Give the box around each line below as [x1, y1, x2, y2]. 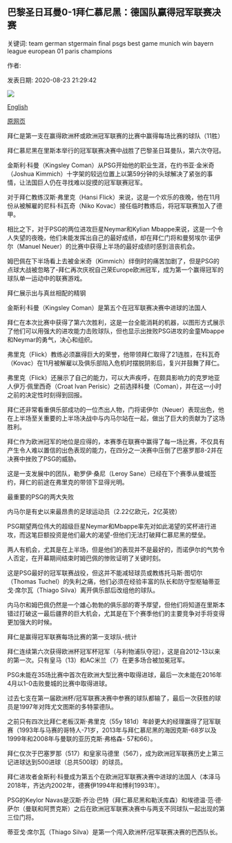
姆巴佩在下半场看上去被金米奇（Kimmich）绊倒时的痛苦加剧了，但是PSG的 [7, 256, 220, 265]
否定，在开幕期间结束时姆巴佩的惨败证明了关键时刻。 [12, 553, 164, 562]
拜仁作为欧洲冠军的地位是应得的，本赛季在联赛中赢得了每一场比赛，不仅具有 [7, 437, 225, 446]
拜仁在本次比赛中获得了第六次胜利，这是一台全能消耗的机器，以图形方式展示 [7, 318, 225, 326]
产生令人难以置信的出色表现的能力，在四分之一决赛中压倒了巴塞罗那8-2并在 [7, 446, 223, 454]
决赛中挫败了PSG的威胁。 [7, 455, 81, 463]
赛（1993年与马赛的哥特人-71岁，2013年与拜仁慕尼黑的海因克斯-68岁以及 [7, 726, 217, 734]
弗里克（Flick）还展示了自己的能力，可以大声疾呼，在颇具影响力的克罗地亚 [7, 373, 220, 381]
